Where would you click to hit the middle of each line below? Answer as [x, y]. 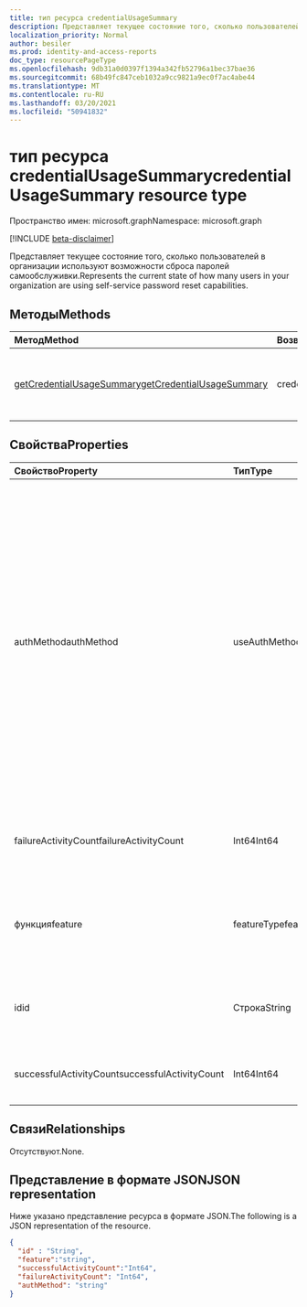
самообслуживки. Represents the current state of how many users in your [149, 276]
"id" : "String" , [51, 1251]
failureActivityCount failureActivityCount [99, 841]
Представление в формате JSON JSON [125, 1180]
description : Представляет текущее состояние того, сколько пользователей [155, 27]
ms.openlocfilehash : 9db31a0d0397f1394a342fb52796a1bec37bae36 [132, 70]
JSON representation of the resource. [80, 1226]
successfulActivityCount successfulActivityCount [119, 1074]
